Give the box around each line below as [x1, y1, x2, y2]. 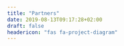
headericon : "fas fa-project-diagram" [7, 28, 118, 36]
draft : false [7, 22, 45, 29]
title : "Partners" [7, 9, 60, 17]
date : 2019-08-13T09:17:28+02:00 [7, 16, 103, 23]
